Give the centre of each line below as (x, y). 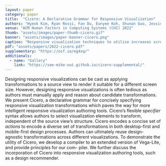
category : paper (22, 14)
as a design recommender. (32, 158)
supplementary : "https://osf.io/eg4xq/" (47, 51)
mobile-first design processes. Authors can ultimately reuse (66, 132)
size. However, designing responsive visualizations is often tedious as (76, 90)
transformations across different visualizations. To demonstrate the (92, 137)
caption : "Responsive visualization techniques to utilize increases (78, 42)
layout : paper (20, 10)
